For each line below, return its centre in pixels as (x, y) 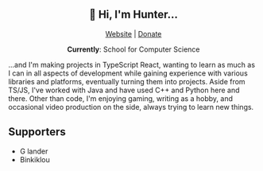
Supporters (37, 132)
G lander (34, 151)
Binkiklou (35, 159)
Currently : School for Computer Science (133, 49)
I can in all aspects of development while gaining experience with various (128, 73)
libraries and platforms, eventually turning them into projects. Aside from (127, 81)
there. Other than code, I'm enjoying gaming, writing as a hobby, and (120, 98)
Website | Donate (133, 33)
